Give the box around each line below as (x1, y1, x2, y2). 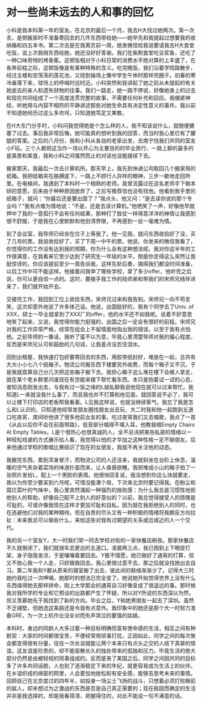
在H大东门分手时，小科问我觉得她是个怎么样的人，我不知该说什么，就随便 (6, 121, 189, 129)
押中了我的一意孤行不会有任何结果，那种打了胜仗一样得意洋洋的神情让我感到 (6, 210, 196, 217)
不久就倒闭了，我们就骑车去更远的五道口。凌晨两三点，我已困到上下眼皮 (6, 544, 185, 551)
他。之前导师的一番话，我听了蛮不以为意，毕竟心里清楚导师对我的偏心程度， (6, 333, 196, 340)
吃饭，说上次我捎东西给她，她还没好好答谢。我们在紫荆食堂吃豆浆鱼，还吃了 (6, 49, 196, 56)
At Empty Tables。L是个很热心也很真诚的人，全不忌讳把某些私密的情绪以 (6, 428, 187, 436)
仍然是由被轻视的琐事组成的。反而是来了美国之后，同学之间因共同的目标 (16, 655, 196, 662)
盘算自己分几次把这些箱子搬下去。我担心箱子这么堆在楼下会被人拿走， (22, 368, 196, 376)
